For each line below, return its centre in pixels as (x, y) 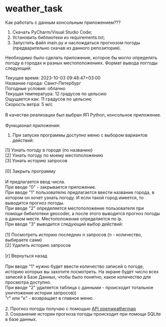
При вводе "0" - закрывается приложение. (51, 187)
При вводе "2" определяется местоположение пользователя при (75, 208)
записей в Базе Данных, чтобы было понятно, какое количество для (78, 277)
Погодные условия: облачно (35, 88)
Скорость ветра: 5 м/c (29, 104)
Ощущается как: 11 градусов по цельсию (48, 99)
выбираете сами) (24, 240)
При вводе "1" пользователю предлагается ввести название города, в (80, 192)
